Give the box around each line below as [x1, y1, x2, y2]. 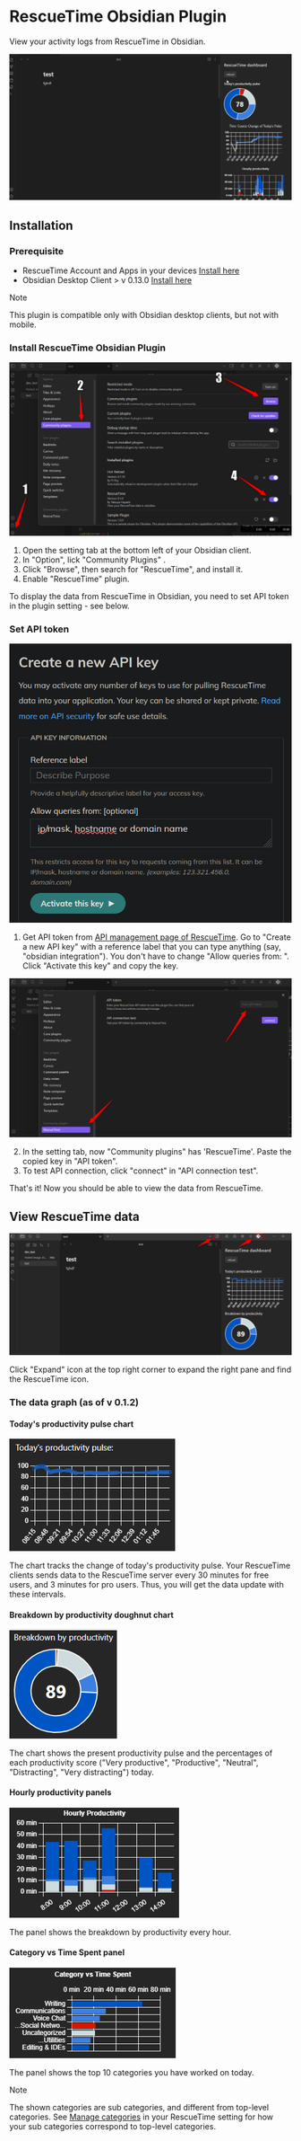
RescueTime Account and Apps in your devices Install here [21, 265, 240, 276]
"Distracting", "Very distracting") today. [9, 1766, 155, 1777]
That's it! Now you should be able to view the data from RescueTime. [9, 1183, 263, 1194]
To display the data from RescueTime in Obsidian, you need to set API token [9, 590, 289, 601]
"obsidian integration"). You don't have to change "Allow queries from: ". [21, 951, 289, 962]
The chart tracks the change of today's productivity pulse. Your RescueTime [9, 1561, 291, 1571]
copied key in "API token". [21, 1156, 118, 1167]
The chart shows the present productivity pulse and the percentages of [9, 1747, 273, 1758]
